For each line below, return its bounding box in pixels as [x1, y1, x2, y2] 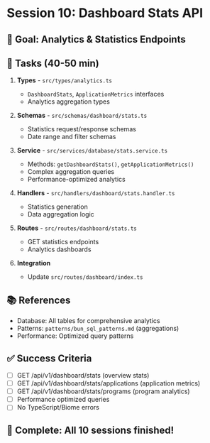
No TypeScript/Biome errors [16, 403, 100, 412]
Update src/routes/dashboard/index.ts [27, 273, 143, 281]
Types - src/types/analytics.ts [16, 76, 113, 84]
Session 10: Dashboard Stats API [6, 5, 204, 21]
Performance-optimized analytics [27, 175, 126, 184]
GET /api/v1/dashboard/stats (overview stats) [16, 371, 150, 380]
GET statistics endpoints [27, 238, 99, 246]
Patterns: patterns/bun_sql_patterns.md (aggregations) [16, 324, 179, 333]
